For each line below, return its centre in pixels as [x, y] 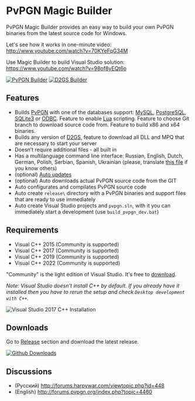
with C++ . [18, 298]
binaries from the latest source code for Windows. [66, 33]
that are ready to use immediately [55, 199]
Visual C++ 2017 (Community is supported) [66, 251]
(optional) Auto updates [43, 174]
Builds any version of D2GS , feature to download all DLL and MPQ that [99, 137]
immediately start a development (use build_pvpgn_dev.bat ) [87, 211]
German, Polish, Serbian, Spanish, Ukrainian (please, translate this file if [101, 162]
